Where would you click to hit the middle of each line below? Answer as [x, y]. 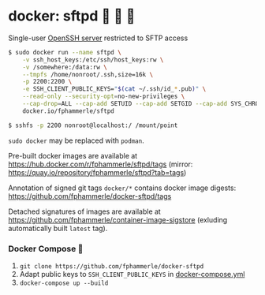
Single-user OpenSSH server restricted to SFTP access [98, 38]
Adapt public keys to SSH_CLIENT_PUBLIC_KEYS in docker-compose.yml [132, 274]
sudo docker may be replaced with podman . [76, 140]
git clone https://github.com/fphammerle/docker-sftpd [112, 266]
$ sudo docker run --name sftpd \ [65, 52]
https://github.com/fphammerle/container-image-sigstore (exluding [118, 219]
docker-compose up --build [64, 283]
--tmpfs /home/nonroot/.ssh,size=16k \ [88, 74]
